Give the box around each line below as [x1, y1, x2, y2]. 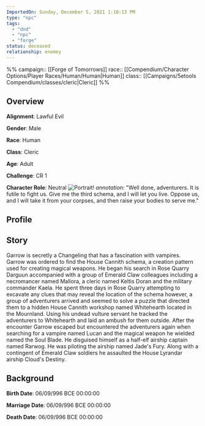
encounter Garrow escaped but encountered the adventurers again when [6, 323, 191, 331]
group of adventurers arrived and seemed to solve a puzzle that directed [6, 297, 190, 304]
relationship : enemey [6, 49, 62, 55]
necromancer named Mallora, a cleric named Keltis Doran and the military [6, 277, 192, 285]
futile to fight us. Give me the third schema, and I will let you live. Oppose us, [6, 190, 199, 198]
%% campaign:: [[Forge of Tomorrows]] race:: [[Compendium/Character [6, 65, 190, 73]
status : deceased [6, 43, 51, 50]
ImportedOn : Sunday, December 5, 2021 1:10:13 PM [6, 9, 136, 15]
